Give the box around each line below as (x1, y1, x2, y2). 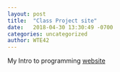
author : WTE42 (7, 37, 50, 44)
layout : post (7, 10, 46, 18)
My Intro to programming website (7, 56, 106, 65)
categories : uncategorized (7, 30, 88, 38)
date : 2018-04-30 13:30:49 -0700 (7, 24, 114, 31)
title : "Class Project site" (7, 17, 98, 24)
